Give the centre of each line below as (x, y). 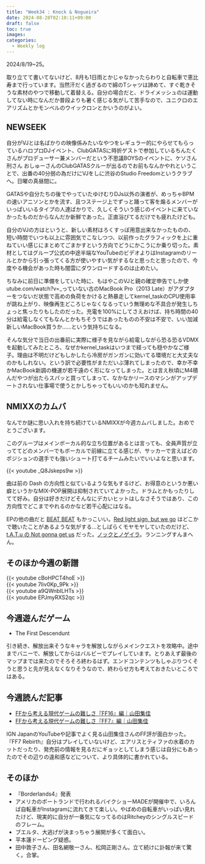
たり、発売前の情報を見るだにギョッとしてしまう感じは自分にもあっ (113, 749)
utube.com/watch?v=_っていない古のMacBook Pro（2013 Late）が (90, 288)
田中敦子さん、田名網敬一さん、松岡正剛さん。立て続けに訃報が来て (101, 847)
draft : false (23, 23)
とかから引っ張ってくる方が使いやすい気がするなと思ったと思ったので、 (102, 260)
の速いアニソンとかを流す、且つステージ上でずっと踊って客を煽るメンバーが (102, 201)
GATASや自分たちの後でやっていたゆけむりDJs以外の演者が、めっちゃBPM (100, 194)
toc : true (19, 29)
